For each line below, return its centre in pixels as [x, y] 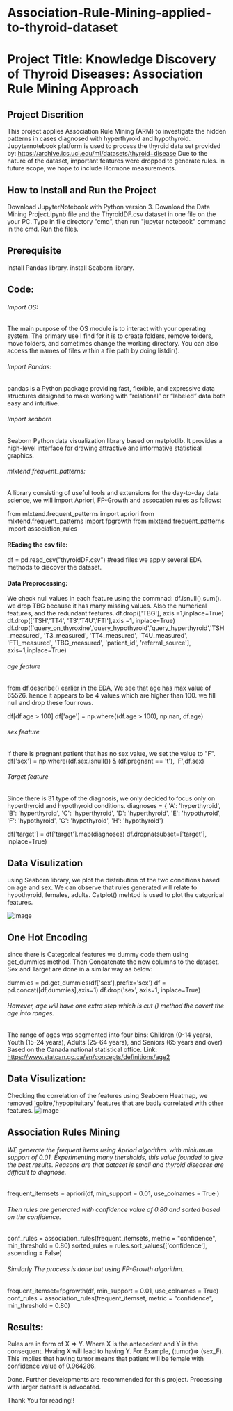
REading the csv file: [38, 545]
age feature [24, 666]
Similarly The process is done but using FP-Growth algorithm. [96, 1269]
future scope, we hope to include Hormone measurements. [92, 168]
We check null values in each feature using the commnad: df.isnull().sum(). [114, 599]
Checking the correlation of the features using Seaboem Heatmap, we [107, 1095]
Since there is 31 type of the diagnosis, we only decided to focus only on [111, 798]
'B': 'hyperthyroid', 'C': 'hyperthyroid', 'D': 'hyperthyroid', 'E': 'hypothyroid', [114, 813]
